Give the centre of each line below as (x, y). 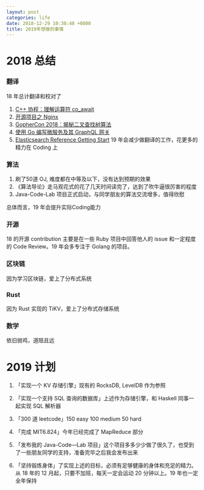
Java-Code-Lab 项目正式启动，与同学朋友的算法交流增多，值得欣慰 (100, 194)
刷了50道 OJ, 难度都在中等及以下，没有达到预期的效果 (83, 179)
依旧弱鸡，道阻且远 (30, 340)
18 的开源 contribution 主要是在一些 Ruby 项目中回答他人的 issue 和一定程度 (101, 239)
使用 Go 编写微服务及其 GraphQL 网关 (62, 132)
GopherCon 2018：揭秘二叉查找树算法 (63, 124)
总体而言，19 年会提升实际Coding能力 (54, 207)
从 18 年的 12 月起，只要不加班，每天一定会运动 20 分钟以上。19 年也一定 (107, 473)
